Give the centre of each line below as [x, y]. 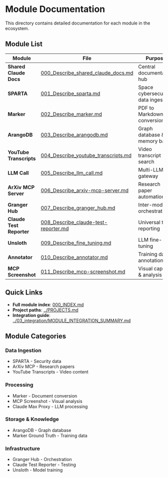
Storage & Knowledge [32, 419]
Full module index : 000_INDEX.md [48, 304]
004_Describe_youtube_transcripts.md [86, 155]
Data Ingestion [23, 350]
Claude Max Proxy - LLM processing [50, 406]
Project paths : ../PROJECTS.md [45, 310]
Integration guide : [31, 315]
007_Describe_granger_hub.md [78, 207]
